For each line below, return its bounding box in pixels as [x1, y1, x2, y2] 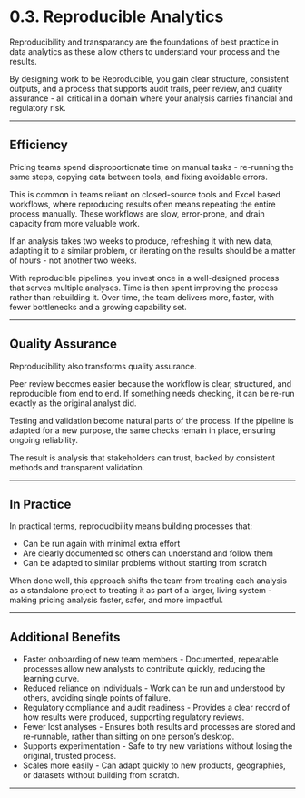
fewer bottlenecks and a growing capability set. [9, 301, 188, 312]
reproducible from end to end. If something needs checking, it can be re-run [9, 388, 295, 399]
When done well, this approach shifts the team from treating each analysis [9, 575, 288, 586]
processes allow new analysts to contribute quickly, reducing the [22, 663, 266, 674]
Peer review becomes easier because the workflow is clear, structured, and [9, 378, 292, 389]
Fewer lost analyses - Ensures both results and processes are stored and [22, 722, 296, 732]
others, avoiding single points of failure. [22, 692, 171, 703]
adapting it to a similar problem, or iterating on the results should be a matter [9, 245, 296, 256]
